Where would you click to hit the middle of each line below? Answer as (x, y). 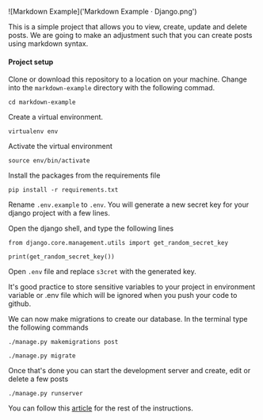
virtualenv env (33, 132)
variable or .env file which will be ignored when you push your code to (123, 296)
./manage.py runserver (46, 394)
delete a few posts (38, 379)
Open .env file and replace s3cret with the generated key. (102, 272)
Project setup (31, 62)
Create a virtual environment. (56, 117)
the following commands (48, 327)
